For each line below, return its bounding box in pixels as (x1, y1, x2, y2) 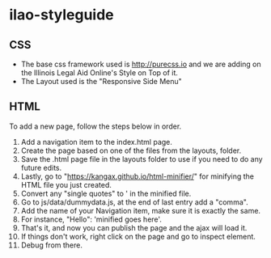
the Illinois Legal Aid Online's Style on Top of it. (20, 68, 179, 78)
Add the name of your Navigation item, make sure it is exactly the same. (20, 205, 261, 215)
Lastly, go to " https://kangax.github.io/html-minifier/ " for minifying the (20, 171, 254, 181)
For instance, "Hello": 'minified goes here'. (20, 214, 163, 224)
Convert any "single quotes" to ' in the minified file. (20, 188, 192, 198)
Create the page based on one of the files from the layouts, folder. (20, 146, 242, 155)
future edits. (20, 163, 62, 172)
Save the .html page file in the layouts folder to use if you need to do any (20, 154, 263, 163)
